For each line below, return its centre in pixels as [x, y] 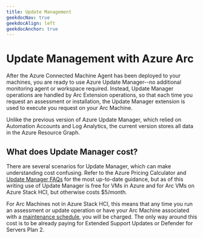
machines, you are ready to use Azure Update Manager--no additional [94, 82]
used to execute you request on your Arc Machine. [69, 108]
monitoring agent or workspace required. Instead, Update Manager [90, 89]
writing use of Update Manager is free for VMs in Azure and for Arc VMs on [101, 185]
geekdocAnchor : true [32, 29]
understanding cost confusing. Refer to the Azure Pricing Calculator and [96, 173]
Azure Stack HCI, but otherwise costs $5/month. [67, 192]
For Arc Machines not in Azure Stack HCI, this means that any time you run [99, 204]
